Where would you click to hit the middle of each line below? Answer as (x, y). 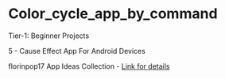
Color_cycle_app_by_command (113, 14)
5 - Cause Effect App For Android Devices (77, 51)
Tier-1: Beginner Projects (49, 36)
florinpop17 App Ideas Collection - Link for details (89, 66)
